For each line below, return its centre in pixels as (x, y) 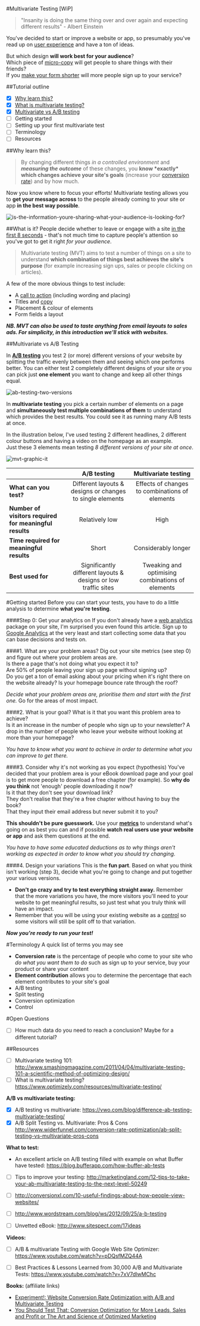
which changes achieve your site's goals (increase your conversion (105, 175)
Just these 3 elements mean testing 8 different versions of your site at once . (100, 447)
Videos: (16, 1238)
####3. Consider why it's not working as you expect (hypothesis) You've (96, 767)
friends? (16, 69)
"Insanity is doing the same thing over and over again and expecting (104, 20)
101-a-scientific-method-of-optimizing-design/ (72, 1073)
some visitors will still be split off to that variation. (75, 922)
